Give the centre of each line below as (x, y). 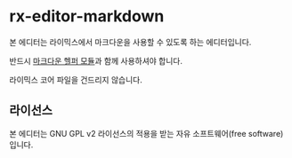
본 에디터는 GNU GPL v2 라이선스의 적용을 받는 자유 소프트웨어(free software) (146, 133)
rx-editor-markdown (87, 16)
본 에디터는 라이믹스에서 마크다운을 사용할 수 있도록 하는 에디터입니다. (130, 42)
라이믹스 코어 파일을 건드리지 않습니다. (76, 79)
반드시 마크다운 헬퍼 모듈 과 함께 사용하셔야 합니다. (96, 60)
